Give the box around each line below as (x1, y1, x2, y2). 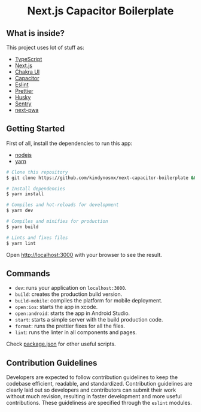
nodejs (14, 151, 32, 158)
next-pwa (14, 107, 39, 113)
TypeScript (14, 56, 42, 62)
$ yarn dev (6, 208, 33, 214)
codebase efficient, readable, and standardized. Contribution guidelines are (6, 380, 193, 387)
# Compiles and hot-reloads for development (6, 202, 119, 208)
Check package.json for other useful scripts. (6, 340, 116, 348)
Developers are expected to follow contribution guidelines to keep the (6, 374, 178, 381)
